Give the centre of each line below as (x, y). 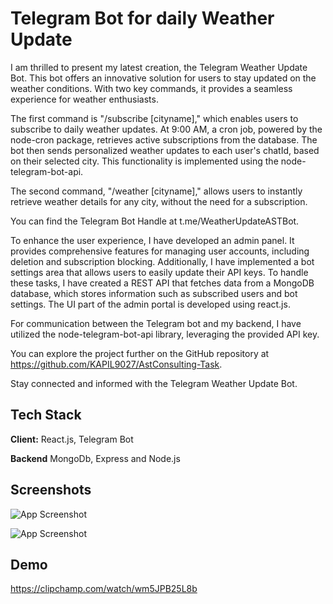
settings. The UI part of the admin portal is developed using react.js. (150, 304)
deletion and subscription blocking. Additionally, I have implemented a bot (162, 261)
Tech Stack (46, 415)
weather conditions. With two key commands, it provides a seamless (151, 88)
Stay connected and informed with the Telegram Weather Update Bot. (154, 383)
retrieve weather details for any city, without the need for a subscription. (159, 201)
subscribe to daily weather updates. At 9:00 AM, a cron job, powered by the (166, 129)
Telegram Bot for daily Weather (142, 18)
